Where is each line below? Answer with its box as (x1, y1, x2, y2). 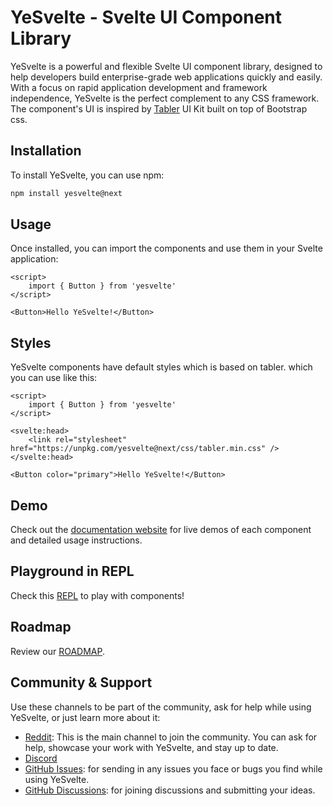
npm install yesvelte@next (10, 188, 123, 198)
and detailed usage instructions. (10, 534, 143, 546)
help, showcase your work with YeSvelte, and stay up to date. (24, 741, 279, 753)
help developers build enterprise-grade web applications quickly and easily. (10, 71, 323, 83)
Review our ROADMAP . (10, 645, 105, 657)
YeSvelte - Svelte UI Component (10, 6, 283, 29)
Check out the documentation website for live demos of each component (10, 524, 312, 536)
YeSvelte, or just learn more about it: (10, 711, 161, 723)
